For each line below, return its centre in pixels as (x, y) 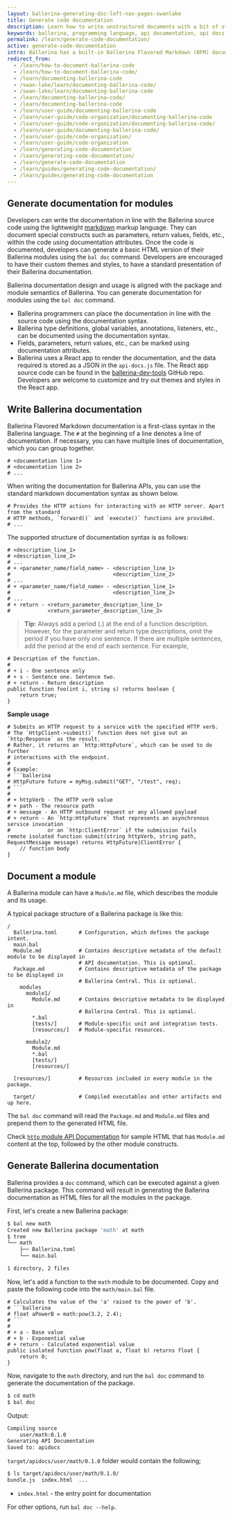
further (18, 752)
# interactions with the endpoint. (59, 758)
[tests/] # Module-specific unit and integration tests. (125, 1024)
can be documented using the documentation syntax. (94, 336)
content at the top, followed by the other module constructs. (93, 1144)
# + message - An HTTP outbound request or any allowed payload (102, 812)
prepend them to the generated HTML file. (68, 1123)
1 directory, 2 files (38, 1268)
